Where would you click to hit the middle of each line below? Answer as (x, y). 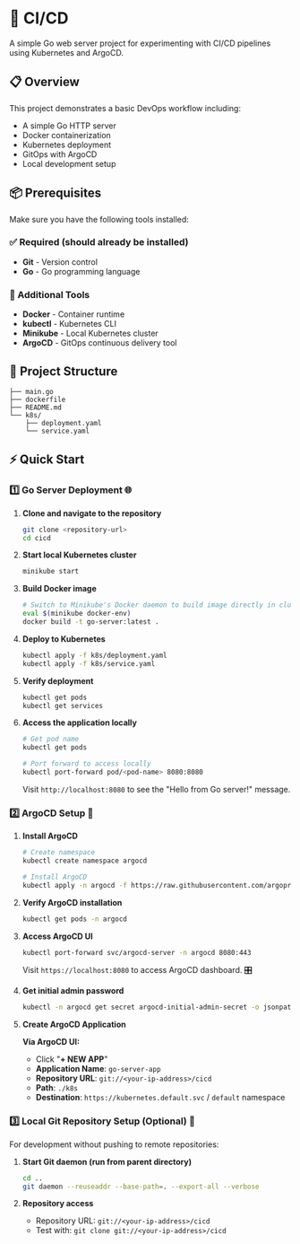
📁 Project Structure (64, 371)
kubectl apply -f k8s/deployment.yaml (94, 655)
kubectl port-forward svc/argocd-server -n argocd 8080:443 (137, 952)
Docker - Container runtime (73, 314)
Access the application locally (79, 723)
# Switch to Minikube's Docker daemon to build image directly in (149, 605)
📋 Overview (45, 82)
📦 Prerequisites (56, 193)
